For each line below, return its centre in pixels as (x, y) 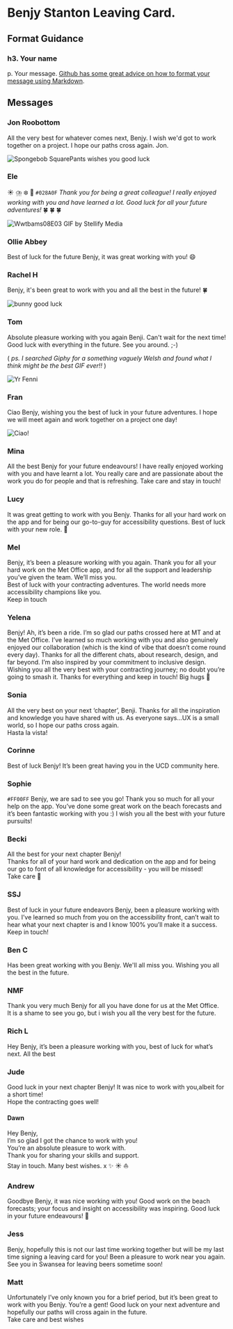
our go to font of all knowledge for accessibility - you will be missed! (105, 869)
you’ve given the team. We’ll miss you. (62, 577)
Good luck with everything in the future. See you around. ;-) (93, 344)
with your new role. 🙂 (38, 529)
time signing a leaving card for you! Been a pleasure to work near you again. (116, 1257)
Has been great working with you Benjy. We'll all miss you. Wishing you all (113, 965)
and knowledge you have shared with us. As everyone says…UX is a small (113, 717)
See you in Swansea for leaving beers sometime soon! (85, 1264)
